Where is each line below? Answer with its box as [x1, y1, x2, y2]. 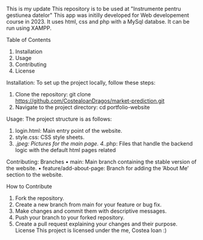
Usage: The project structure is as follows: [6, 115, 112, 122]
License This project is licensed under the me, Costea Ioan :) [15, 227, 167, 234]
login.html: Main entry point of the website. [15, 127, 122, 134]
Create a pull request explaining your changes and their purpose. [15, 221, 178, 227]
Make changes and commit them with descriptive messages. [15, 207, 167, 215]
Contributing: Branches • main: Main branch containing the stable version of [6, 158, 197, 165]
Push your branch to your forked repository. [15, 214, 125, 221]
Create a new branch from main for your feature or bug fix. [15, 201, 162, 208]
